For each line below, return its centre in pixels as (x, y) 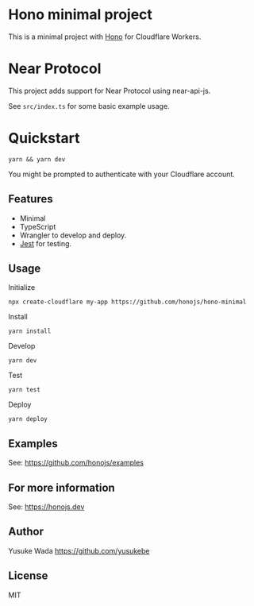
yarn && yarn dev (37, 159)
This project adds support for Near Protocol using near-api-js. (110, 91)
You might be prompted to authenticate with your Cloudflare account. (122, 174)
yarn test (25, 390)
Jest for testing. (46, 243)
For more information (62, 487)
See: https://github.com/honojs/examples (76, 463)
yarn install (30, 331)
